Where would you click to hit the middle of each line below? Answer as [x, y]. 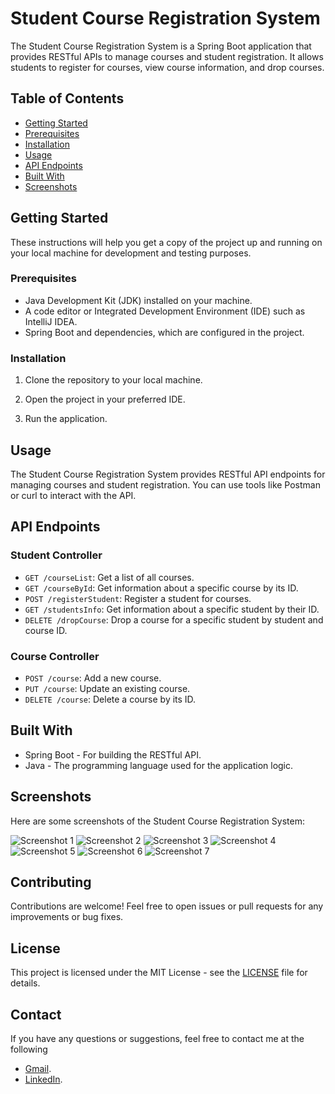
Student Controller [56, 555]
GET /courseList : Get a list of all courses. [109, 577]
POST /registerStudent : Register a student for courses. [138, 598]
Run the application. [66, 419]
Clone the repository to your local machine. [113, 380]
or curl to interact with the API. [73, 495]
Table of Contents [67, 98]
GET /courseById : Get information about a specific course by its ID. [161, 588]
